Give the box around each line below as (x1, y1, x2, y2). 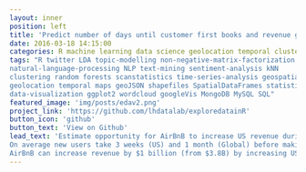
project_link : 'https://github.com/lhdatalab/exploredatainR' (9, 106, 250, 116)
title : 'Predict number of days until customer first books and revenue (9, 30, 291, 39)
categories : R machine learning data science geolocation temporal (9, 47, 271, 56)
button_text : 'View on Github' (9, 124, 128, 133)
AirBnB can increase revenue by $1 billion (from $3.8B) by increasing (9, 148, 287, 157)
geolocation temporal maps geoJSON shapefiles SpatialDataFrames (9, 81, 262, 90)
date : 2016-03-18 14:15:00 (9, 38, 112, 48)
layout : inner (9, 13, 64, 23)
